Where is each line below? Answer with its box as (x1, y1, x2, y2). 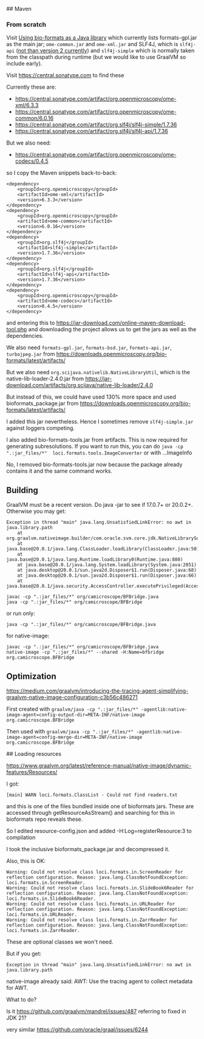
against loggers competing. (6, 425, 75, 432)
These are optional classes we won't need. (6, 938, 114, 945)
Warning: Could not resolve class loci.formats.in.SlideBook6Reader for (6, 885, 194, 891)
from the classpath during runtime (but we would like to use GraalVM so (6, 53, 186, 61)
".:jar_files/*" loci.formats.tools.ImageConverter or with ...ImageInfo (6, 449, 192, 456)
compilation (6, 834, 36, 841)
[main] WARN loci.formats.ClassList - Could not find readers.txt (6, 792, 178, 798)
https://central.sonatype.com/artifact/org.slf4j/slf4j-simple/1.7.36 (15, 121, 177, 128)
